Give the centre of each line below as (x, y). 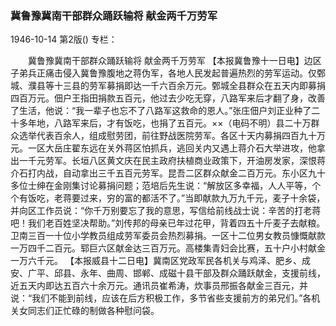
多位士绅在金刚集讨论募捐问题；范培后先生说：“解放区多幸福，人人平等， (161, 186)
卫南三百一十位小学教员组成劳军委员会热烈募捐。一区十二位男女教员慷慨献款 (168, 236)
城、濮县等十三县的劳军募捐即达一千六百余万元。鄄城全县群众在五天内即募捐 (168, 86)
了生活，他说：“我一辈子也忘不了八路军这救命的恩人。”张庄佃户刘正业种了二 (165, 111)
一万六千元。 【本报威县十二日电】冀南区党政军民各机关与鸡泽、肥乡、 (156, 261)
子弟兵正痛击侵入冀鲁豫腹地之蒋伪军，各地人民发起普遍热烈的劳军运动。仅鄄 (168, 73)
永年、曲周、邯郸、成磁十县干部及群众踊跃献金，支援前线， (202, 273)
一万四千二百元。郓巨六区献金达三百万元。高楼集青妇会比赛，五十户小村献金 (168, 248)
